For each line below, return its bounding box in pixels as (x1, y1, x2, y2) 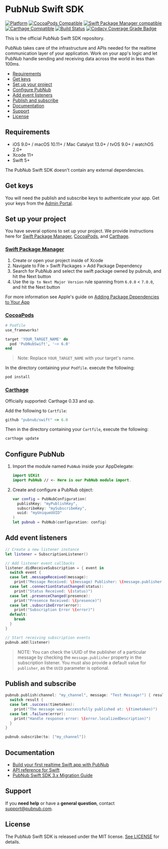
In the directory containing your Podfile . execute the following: (5, 365, 135, 371)
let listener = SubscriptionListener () (5, 551, 88, 557)
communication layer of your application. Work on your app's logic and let (5, 50, 157, 56)
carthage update (5, 436, 39, 441)
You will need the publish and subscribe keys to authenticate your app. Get (5, 195, 160, 201)
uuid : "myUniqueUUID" (17, 511, 62, 516)
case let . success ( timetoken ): (9, 702, 75, 707)
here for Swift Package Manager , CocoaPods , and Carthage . (5, 233, 130, 239)
